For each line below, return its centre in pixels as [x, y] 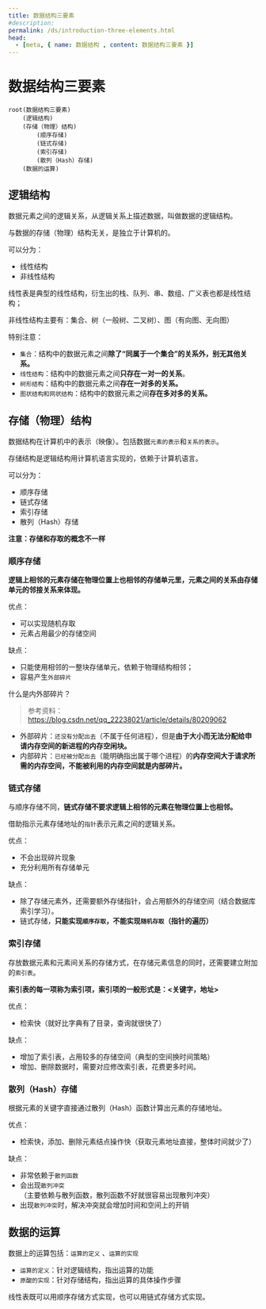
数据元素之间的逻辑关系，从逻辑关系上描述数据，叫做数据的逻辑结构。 [123, 216]
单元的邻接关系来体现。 [46, 589]
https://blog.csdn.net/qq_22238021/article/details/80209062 [127, 720]
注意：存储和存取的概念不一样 [57, 538]
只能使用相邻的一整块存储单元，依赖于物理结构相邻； [106, 666]
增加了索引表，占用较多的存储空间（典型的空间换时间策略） [117, 1057]
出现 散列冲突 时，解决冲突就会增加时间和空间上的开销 [104, 1205]
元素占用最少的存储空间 [58, 633]
